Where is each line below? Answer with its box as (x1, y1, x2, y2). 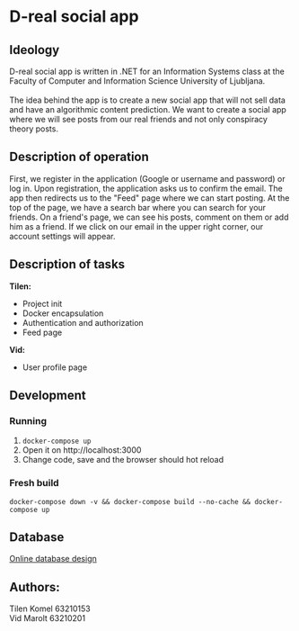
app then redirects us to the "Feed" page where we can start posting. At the (9, 192, 290, 203)
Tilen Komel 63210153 (9, 603, 92, 614)
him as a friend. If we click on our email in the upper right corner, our (9, 221, 264, 231)
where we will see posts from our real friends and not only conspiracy (9, 114, 268, 124)
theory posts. (9, 123, 58, 134)
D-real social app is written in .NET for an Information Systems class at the (9, 66, 285, 77)
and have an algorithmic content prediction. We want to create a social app (9, 104, 287, 114)
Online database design (9, 554, 97, 564)
